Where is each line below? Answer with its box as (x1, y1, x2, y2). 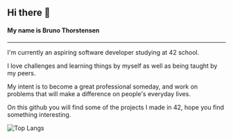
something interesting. (7, 110, 71, 118)
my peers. (7, 68, 36, 77)
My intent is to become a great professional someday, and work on (7, 82, 198, 91)
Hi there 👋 (7, 7, 51, 19)
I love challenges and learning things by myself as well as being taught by (7, 62, 218, 70)
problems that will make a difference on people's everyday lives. (7, 89, 191, 98)
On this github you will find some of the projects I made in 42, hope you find (7, 103, 224, 111)
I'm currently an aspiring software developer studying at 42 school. (7, 48, 200, 56)
